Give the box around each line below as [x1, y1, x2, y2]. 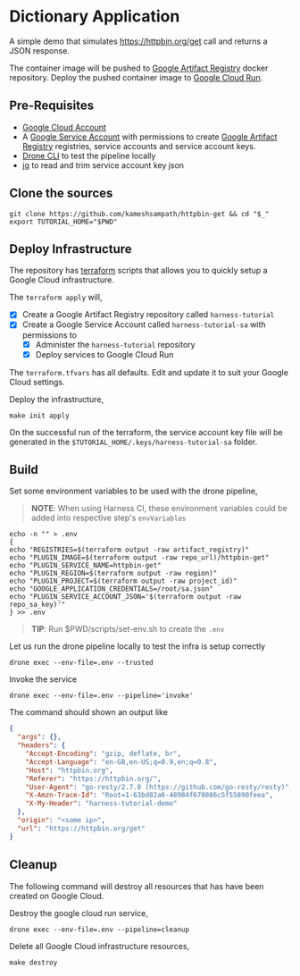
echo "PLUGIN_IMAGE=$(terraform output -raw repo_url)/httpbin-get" [9, 553, 270, 562]
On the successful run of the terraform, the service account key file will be [9, 426, 283, 437]
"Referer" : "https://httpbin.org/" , [25, 774, 162, 783]
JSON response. [9, 45, 70, 55]
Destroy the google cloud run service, [9, 907, 149, 918]
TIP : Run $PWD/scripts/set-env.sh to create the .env [30, 624, 225, 635]
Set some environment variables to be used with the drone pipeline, [9, 485, 258, 497]
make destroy [9, 958, 58, 967]
